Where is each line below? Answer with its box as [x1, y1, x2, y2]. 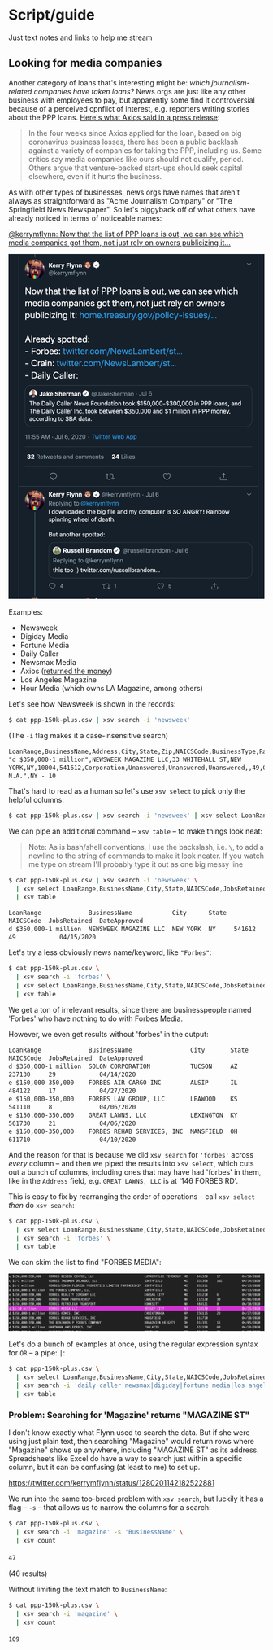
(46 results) [8, 1569, 48, 1578]
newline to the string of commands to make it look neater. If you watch [28, 851, 264, 860]
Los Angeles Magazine [19, 674, 97, 685]
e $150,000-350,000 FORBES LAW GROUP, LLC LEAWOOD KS [8, 1095, 238, 1103]
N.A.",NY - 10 [8, 772, 57, 780]
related [8, 86, 32, 96]
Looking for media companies [8, 56, 162, 70]
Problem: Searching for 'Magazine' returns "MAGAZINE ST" [8, 1410, 250, 1421]
